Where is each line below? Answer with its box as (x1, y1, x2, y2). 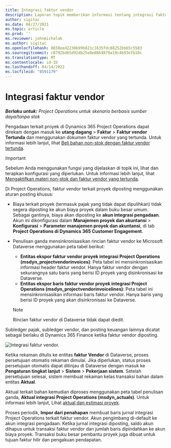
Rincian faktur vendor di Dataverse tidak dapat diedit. (12, 316, 125, 322)
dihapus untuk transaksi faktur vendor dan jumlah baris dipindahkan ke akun (5, 426, 165, 432)
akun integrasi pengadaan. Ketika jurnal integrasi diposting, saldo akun (5, 420, 154, 427)
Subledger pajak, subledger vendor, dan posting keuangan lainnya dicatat (5, 326, 160, 333)
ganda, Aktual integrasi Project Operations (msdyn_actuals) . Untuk (5, 394, 150, 400)
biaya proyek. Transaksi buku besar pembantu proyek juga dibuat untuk (5, 431, 156, 437)
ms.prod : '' (5, 31, 31, 36)
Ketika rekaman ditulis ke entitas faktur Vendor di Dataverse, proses (5, 351, 149, 358)
